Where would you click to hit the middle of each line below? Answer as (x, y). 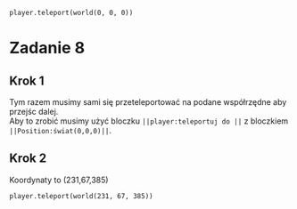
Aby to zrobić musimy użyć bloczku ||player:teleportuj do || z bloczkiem (149, 121)
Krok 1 (27, 80)
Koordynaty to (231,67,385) (59, 180)
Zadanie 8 (47, 48)
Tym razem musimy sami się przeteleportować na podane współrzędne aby (148, 102)
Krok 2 (28, 159)
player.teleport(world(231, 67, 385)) (81, 196)
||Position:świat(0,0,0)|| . (61, 130)
